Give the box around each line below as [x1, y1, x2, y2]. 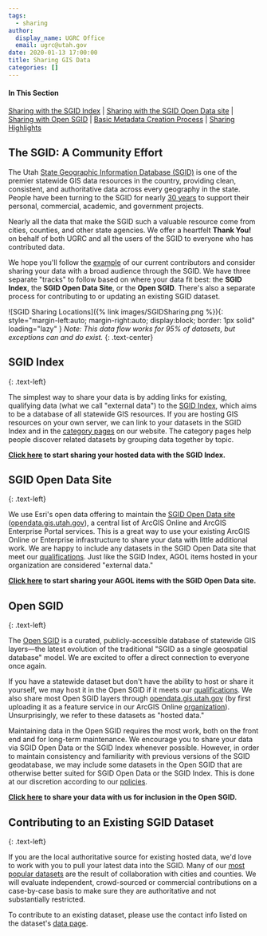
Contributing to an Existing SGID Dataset [8, 816, 214, 829]
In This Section [8, 89, 59, 98]
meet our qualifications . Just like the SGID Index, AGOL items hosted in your [8, 552, 257, 562]
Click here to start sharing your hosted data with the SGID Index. [8, 450, 226, 460]
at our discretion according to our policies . [8, 777, 147, 787]
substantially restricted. [8, 895, 86, 904]
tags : [8, 11, 26, 20]
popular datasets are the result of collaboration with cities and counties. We [8, 869, 257, 879]
